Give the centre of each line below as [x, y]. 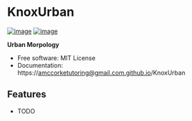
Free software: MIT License [56, 58]
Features [27, 94]
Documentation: [40, 65]
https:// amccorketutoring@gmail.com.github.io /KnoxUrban [101, 73]
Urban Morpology [33, 44]
